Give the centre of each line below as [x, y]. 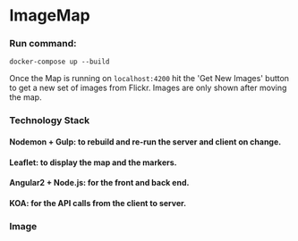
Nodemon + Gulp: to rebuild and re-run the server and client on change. [145, 142]
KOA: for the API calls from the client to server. [98, 203]
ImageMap [50, 16]
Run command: [43, 44]
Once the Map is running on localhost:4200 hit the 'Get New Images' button [149, 79]
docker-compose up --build [60, 62]
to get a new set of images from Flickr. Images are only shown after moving [148, 88]
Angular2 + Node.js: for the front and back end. [99, 183]
